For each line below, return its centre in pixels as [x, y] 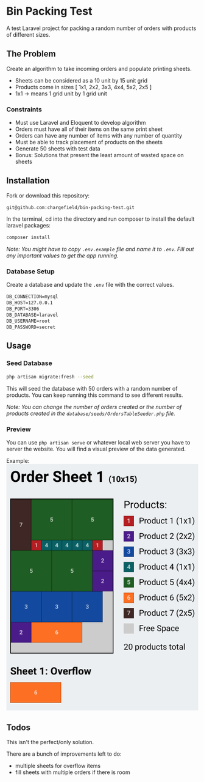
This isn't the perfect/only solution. [50, 742]
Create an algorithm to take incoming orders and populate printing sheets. [99, 68]
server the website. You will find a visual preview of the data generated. [96, 449]
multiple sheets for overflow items [58, 766]
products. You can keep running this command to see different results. [95, 395]
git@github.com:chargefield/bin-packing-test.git [71, 207]
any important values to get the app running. [62, 256]
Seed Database [30, 363]
